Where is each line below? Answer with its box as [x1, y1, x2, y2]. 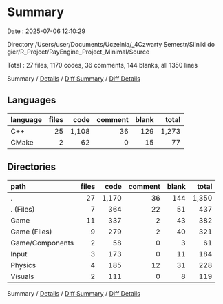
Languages [7, 94, 56, 106]
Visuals [10, 272, 34, 281]
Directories [7, 161, 56, 173]
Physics [10, 260, 36, 270]
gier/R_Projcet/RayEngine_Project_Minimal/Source [7, 48, 150, 56]
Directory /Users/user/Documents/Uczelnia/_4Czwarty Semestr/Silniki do [7, 40, 215, 48]
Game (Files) [10, 227, 53, 236]
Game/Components [10, 238, 74, 247]
